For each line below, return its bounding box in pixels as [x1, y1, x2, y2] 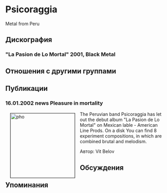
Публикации [5, 84, 48, 93]
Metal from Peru [5, 21, 40, 27]
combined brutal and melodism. [80, 139, 147, 145]
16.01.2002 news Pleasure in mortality [5, 99, 103, 106]
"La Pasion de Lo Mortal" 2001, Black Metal [5, 51, 116, 58]
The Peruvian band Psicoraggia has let [80, 111, 162, 118]
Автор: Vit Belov [80, 148, 115, 155]
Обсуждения [80, 163, 124, 172]
